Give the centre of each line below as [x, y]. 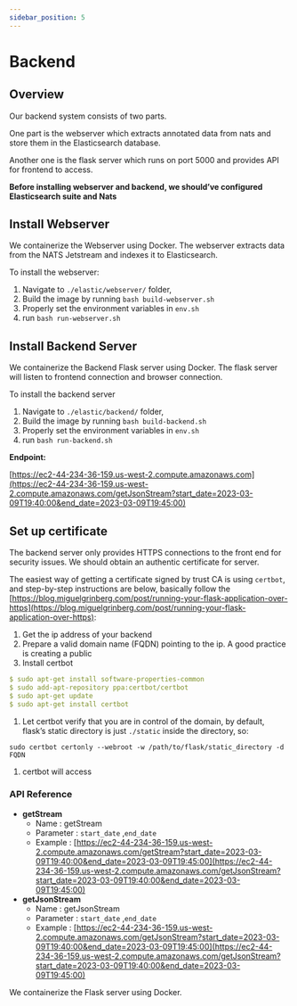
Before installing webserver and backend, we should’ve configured [136, 186]
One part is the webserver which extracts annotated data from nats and [140, 133]
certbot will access [56, 771]
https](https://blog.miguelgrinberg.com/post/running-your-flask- [128, 608]
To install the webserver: [54, 272]
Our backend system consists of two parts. [88, 116]
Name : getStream [68, 823]
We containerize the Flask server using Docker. [96, 992]
